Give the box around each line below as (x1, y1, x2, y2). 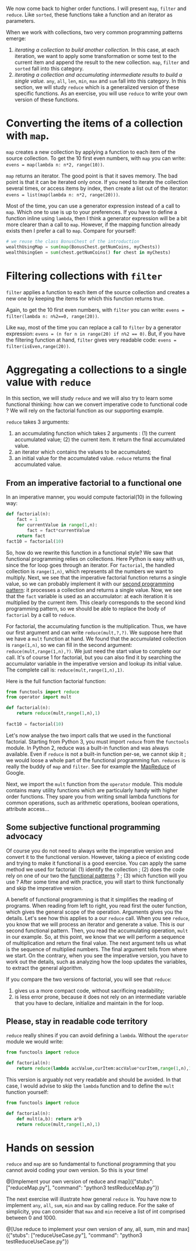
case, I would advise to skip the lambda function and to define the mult (6, 1082, 174, 1089)
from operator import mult (6, 694, 72, 700)
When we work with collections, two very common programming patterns (6, 29, 183, 36)
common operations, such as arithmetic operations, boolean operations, (6, 799, 180, 806)
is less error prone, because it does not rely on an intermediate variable (14, 993, 187, 1000)
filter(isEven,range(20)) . (6, 342, 71, 349)
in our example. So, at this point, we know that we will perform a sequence (6, 933, 185, 940)
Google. (6, 769, 25, 776)
